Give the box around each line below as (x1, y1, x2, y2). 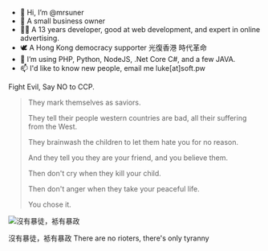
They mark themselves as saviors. (27, 97, 142, 107)
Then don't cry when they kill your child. (27, 169, 162, 178)
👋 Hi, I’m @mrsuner (19, 8, 84, 17)
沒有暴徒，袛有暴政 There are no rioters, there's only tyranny (8, 233, 210, 243)
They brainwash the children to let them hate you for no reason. (27, 138, 239, 146)
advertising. (19, 33, 60, 43)
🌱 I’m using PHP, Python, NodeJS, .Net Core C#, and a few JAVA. (19, 55, 236, 64)
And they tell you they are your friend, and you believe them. (27, 153, 229, 163)
